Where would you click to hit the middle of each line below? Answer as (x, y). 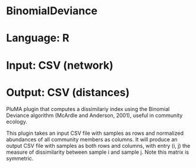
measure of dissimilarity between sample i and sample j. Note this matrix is (97, 152)
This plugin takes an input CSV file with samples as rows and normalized (95, 133)
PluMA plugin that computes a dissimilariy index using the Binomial (88, 109)
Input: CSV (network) (60, 65)
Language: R (38, 38)
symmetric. (20, 158)
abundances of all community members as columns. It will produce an (92, 139)
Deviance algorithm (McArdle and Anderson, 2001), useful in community (94, 115)
